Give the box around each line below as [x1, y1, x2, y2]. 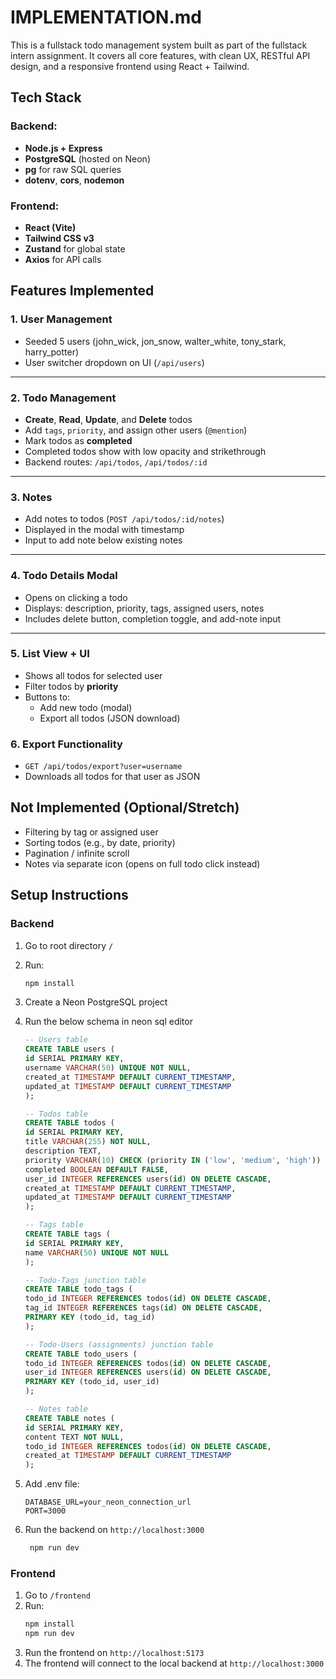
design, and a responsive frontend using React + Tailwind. [10, 60, 250, 72]
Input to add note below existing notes [24, 534, 183, 546]
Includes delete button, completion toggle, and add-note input [24, 612, 282, 625]
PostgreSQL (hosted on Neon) [24, 152, 151, 165]
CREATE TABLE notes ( [24, 1413, 115, 1423]
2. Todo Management [10, 391, 117, 405]
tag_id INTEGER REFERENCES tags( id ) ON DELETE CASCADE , [24, 1303, 263, 1313]
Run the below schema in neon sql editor [24, 1016, 193, 1028]
